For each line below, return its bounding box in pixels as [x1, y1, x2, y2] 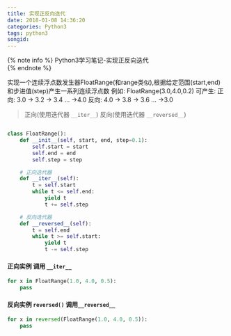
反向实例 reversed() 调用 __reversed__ [7, 300, 116, 308]
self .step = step [32, 156, 82, 163]
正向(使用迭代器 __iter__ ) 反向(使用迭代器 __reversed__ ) [24, 111, 186, 119]
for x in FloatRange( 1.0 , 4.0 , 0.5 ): [7, 278, 117, 285]
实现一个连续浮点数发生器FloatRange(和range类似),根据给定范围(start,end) [7, 78, 221, 87]
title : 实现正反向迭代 [7, 10, 66, 17]
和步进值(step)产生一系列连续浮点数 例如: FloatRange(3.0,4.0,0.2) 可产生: [7, 87, 216, 95]
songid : [7, 36, 30, 43]
